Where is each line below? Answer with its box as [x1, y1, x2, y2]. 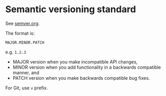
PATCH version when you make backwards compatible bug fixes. [12, 75, 150, 81]
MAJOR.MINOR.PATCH [5, 40, 44, 45]
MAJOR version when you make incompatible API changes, [12, 58, 138, 65]
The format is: [5, 30, 35, 36]
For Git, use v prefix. [5, 85, 48, 91]
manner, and [12, 70, 39, 76]
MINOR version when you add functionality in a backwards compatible [12, 64, 161, 70]
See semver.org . [5, 20, 40, 26]
